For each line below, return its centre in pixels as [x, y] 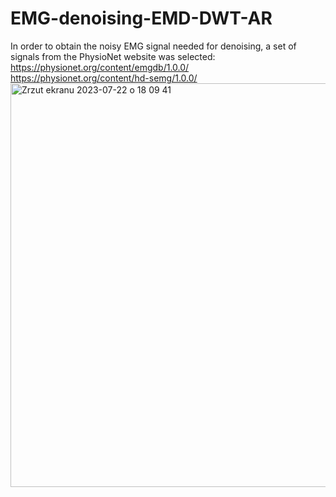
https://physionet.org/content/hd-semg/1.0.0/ [104, 78]
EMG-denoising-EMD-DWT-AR [141, 18]
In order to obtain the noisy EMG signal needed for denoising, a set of [153, 46]
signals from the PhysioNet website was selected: [113, 56]
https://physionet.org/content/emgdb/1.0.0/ [100, 67]
